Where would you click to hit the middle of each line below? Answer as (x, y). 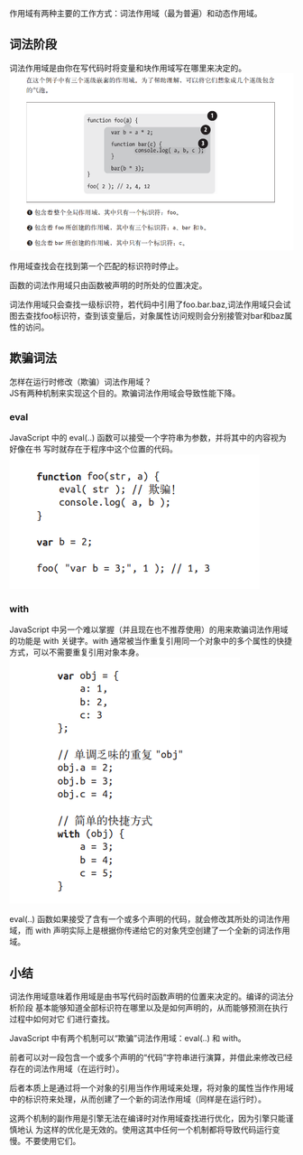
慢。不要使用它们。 (45, 1141)
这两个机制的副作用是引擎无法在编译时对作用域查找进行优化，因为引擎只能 (147, 1119)
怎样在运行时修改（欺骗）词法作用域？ (80, 381)
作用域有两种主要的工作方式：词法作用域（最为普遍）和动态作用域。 (136, 13)
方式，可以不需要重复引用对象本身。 (77, 652)
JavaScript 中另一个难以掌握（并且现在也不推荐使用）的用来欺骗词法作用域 (149, 629)
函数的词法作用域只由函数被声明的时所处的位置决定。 (108, 285)
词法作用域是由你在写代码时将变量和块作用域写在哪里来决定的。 (128, 68)
